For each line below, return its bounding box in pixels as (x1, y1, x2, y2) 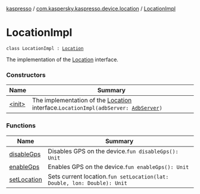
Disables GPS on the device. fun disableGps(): (48, 147, 179, 155)
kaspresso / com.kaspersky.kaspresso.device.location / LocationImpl (6, 5, 176, 12)
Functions (6, 121, 36, 130)
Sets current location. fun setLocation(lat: (48, 172, 169, 180)
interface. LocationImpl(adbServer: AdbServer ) (32, 104, 162, 112)
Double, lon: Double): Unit (48, 180, 127, 186)
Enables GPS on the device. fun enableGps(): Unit (48, 162, 189, 171)
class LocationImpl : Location (6, 45, 84, 51)
